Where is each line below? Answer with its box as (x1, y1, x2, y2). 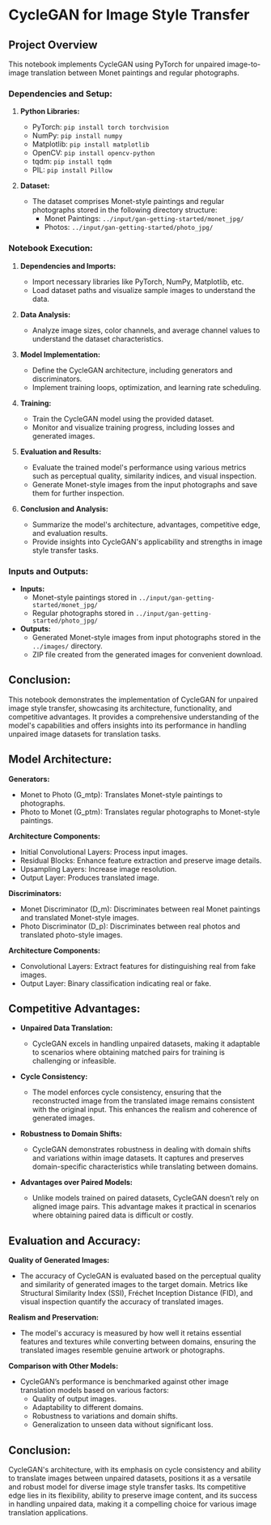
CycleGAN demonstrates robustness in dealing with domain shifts (32, 1145, 252, 1154)
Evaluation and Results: (19, 447, 102, 457)
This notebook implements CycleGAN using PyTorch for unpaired (8, 59, 226, 69)
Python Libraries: (19, 107, 80, 117)
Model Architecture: (8, 753, 112, 767)
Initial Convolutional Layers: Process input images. (19, 847, 188, 856)
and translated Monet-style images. (19, 912, 139, 922)
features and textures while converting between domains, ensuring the (19, 1337, 256, 1347)
